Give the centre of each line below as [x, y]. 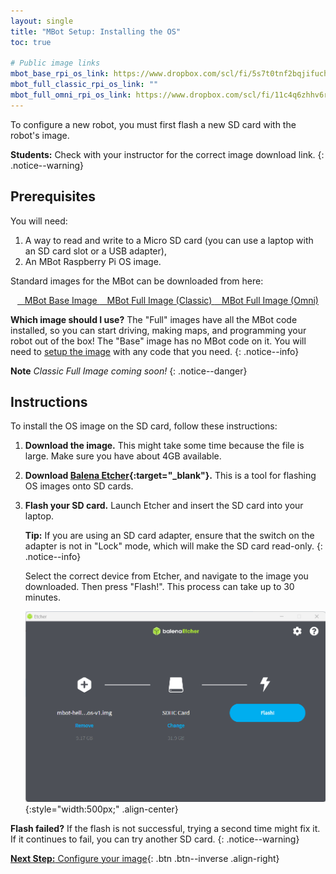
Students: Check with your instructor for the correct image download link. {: [167, 154]
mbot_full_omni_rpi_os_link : [71, 95]
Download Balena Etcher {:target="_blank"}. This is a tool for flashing [170, 476]
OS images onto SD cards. [79, 486]
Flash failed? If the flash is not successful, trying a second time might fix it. [165, 828]
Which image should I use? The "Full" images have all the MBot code [154, 319]
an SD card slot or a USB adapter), [95, 251]
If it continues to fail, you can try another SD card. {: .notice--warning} [155, 839]
